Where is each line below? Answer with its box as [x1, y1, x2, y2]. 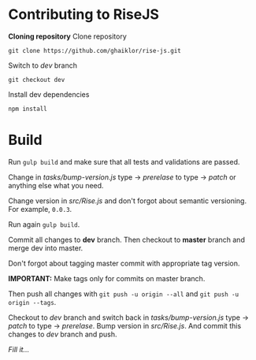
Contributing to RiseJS [8, 6, 160, 24]
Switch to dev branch [8, 61, 77, 70]
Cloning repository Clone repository [8, 32, 128, 41]
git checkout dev [8, 76, 65, 84]
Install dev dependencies [8, 89, 90, 99]
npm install [8, 105, 47, 113]
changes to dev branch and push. [8, 329, 117, 339]
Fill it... [8, 344, 30, 354]
